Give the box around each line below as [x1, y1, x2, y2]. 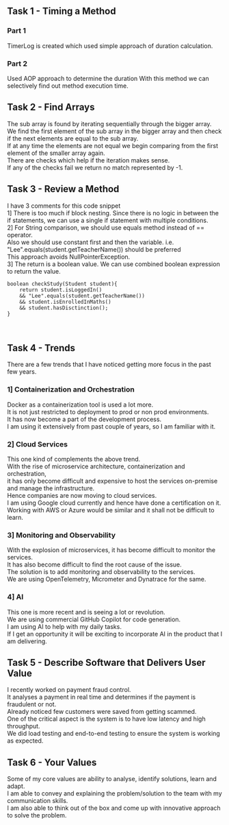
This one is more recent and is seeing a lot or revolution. [7, 608, 165, 616]
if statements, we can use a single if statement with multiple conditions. [7, 216, 208, 224]
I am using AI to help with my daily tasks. [7, 622, 122, 630]
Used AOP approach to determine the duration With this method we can [7, 74, 210, 82]
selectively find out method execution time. [7, 82, 129, 90]
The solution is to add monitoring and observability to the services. [7, 568, 196, 576]
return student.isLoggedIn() [19, 286, 103, 294]
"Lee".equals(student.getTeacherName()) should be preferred [7, 245, 181, 253]
